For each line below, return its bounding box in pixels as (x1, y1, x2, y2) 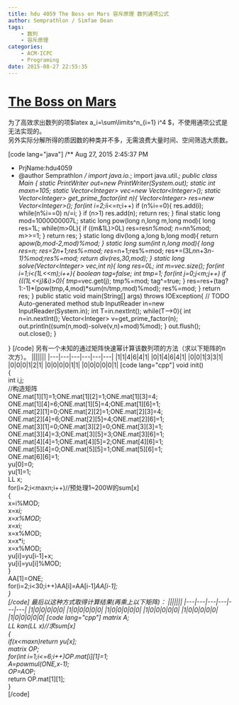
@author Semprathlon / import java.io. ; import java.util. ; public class (18, 171, 218, 179)
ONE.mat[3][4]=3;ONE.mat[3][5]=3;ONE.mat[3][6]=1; (8, 429, 165, 438)
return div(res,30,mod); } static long (79, 254, 185, 262)
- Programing (21, 57, 60, 64)
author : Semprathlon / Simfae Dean (8, 17, 113, 24)
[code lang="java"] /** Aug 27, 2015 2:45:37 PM (8, 150, 148, 158)
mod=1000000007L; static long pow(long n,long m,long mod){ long (18, 216, 216, 225)
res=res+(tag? (187, 276, 229, 285)
